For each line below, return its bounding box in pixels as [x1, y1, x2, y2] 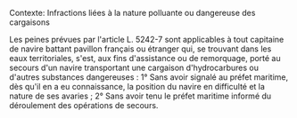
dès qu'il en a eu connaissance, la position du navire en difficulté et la [9, 82, 266, 91]
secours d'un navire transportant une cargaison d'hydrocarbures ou [9, 62, 260, 73]
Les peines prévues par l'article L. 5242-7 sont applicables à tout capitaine [9, 35, 285, 44]
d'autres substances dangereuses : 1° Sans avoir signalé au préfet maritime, [9, 72, 289, 83]
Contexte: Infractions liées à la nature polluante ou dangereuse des [9, 8, 256, 18]
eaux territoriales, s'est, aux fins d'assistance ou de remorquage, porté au [9, 53, 281, 63]
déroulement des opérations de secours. [9, 100, 159, 110]
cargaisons [9, 17, 51, 28]
